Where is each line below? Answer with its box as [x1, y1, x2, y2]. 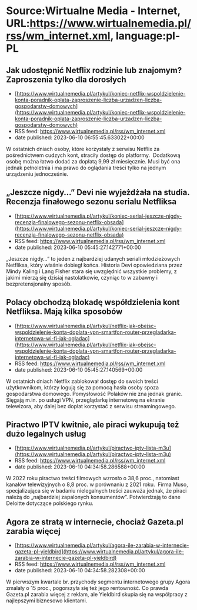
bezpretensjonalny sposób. [6, 280, 72, 287]
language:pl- [115, 29, 181, 42]
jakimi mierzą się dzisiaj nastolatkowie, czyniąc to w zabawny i [6, 274, 158, 281]
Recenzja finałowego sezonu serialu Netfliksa [6, 196, 177, 207]
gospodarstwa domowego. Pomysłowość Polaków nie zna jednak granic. [6, 390, 183, 397]
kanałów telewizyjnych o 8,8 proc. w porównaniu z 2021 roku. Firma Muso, [6, 481, 188, 488]
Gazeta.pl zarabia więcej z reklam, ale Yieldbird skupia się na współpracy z [6, 591, 188, 598]
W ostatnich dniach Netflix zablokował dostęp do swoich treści [6, 378, 158, 385]
